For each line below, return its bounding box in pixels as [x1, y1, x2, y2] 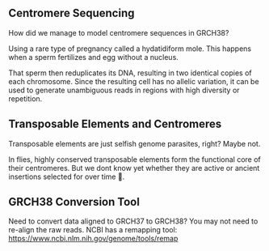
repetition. [8, 93, 43, 104]
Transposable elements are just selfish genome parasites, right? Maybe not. [8, 138, 261, 148]
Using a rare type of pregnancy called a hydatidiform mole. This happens [8, 44, 252, 53]
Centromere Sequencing [8, 6, 135, 20]
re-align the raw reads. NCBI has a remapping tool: [8, 225, 178, 235]
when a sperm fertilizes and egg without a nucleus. [8, 52, 179, 62]
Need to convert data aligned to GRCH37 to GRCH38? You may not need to [8, 216, 258, 226]
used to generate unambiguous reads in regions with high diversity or [8, 85, 240, 95]
